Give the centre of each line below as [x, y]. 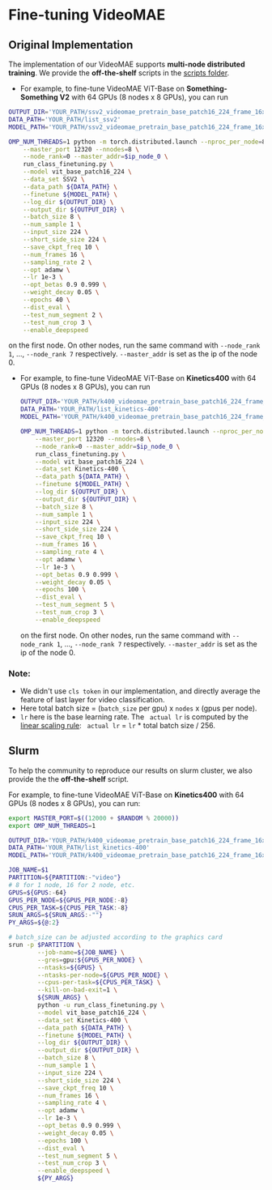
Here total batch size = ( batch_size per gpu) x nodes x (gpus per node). [138, 708]
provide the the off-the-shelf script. [69, 778]
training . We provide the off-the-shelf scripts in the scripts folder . [119, 73]
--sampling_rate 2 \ [57, 262]
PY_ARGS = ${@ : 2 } [34, 923]
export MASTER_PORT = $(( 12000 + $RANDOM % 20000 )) [94, 818]
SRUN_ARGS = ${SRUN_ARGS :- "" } [56, 915]
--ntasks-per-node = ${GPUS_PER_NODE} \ [103, 975]
